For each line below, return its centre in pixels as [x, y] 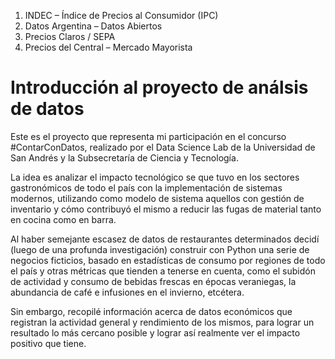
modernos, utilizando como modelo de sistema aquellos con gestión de [157, 198]
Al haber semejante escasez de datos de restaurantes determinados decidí [165, 239]
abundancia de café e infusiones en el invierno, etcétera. [127, 292]
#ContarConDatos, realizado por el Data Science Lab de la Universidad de [163, 147]
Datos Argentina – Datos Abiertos [93, 26]
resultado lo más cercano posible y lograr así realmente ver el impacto [155, 332]
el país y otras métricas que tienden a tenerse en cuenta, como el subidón [163, 271]
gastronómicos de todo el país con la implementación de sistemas [146, 187]
